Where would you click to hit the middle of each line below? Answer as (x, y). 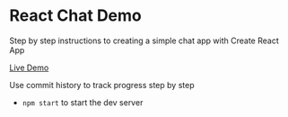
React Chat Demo (75, 16)
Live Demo (29, 67)
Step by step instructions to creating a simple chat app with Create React (144, 40)
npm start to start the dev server (83, 102)
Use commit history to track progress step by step (102, 85)
